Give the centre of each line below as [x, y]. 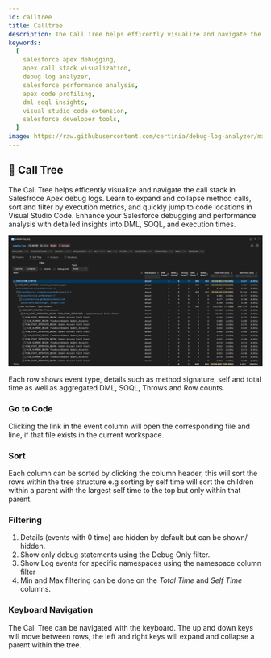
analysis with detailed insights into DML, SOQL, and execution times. [122, 224]
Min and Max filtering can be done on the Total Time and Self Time [131, 580]
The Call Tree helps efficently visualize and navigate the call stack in [122, 189]
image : [19, 137]
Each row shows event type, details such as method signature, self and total [135, 379]
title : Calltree [35, 25]
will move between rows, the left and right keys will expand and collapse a [131, 636]
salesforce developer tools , [72, 120]
